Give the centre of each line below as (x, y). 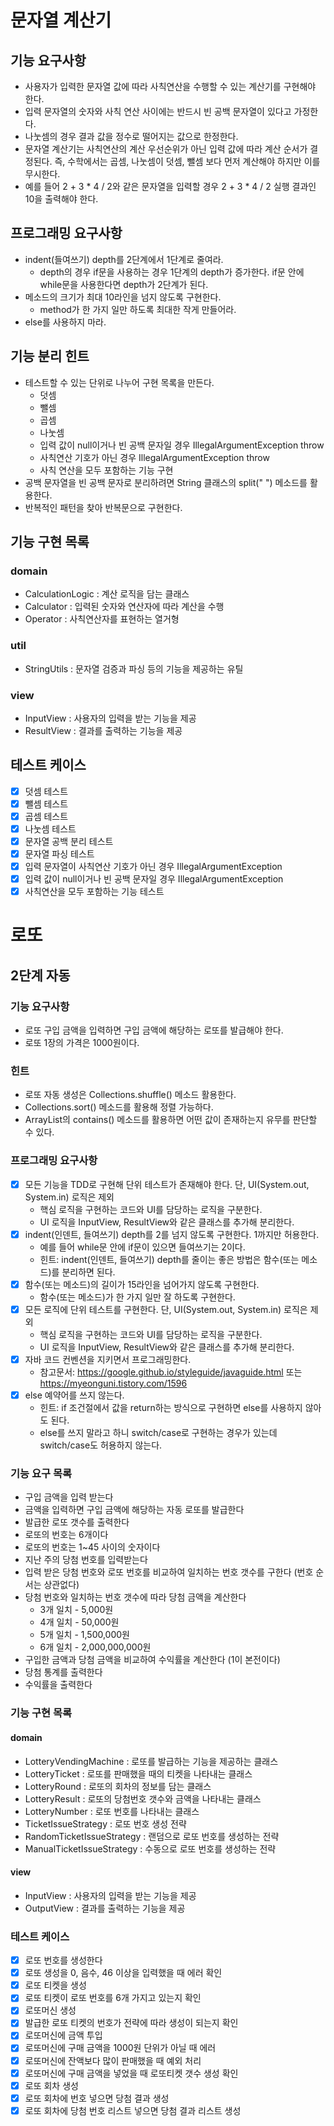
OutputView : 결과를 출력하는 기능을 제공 (105, 1908)
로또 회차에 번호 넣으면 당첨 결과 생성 (97, 2098)
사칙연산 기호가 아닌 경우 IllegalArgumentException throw (154, 457)
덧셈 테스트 (46, 791)
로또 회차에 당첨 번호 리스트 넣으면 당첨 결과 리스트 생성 (133, 2110)
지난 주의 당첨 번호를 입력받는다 (86, 1560)
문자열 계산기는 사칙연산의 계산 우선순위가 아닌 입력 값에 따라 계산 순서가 (166, 149)
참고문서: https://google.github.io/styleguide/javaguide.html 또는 (171, 1372)
